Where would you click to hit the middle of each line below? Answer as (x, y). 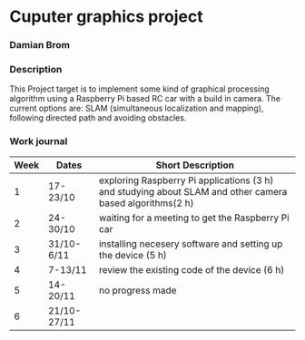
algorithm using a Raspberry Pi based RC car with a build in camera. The (145, 99)
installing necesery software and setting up (191, 244)
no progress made (138, 290)
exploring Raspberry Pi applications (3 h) (186, 180)
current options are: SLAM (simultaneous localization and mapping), (137, 108)
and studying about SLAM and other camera (193, 191)
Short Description (195, 165)
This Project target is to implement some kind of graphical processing (139, 89)
